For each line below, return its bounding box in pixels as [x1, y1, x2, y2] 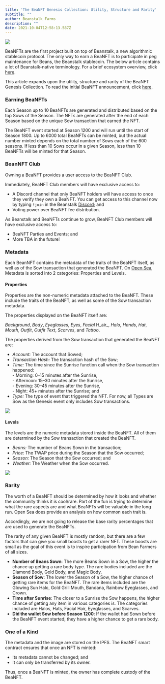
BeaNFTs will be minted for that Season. [5, 148, 86, 154]
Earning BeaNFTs [5, 97, 48, 103]
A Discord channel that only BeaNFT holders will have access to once [12, 191, 153, 197]
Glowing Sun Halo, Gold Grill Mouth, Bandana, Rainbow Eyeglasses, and [12, 585, 158, 590]
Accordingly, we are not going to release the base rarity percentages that [5, 518, 153, 524]
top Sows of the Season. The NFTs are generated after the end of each [5, 113, 149, 119]
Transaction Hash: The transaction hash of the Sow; [12, 357, 118, 362]
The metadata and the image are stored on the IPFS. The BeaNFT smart [5, 640, 150, 646]
